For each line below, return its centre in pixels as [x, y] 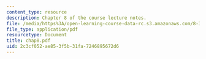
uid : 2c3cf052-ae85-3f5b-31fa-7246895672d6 [63, 47]
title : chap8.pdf [29, 41]
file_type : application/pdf [42, 29]
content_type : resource [37, 12]
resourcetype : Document [37, 35]
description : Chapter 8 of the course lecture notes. [77, 18]
